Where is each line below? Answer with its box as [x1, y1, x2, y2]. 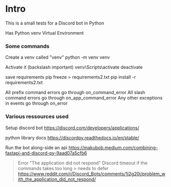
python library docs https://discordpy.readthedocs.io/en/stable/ [5, 134, 139, 141]
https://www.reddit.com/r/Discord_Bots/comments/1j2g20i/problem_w [17, 171, 166, 177]
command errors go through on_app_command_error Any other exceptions [5, 95, 163, 101]
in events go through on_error [5, 100, 68, 106]
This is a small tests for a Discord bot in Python [5, 20, 105, 26]
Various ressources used [5, 113, 69, 120]
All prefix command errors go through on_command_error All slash [5, 89, 145, 96]
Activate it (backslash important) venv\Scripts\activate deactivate [5, 64, 143, 71]
